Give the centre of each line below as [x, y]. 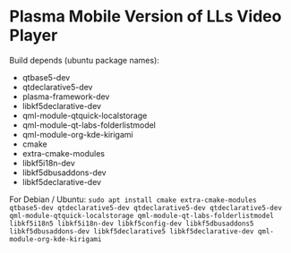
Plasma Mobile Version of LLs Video [145, 17]
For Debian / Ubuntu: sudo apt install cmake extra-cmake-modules [133, 199]
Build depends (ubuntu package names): [84, 60]
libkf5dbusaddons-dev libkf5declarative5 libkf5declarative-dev [132, 231]
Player [34, 35]
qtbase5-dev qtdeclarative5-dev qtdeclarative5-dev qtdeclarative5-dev [145, 207]
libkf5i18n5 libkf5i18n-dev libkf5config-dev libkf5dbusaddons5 [132, 223]
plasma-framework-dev [66, 97]
